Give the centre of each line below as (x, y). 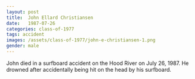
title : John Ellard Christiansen (50, 18)
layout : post (23, 12)
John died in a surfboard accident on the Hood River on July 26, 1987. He (97, 63)
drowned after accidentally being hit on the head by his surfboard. (89, 69)
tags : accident (25, 35)
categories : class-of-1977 (40, 29)
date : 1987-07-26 (31, 23)
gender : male (23, 46)
